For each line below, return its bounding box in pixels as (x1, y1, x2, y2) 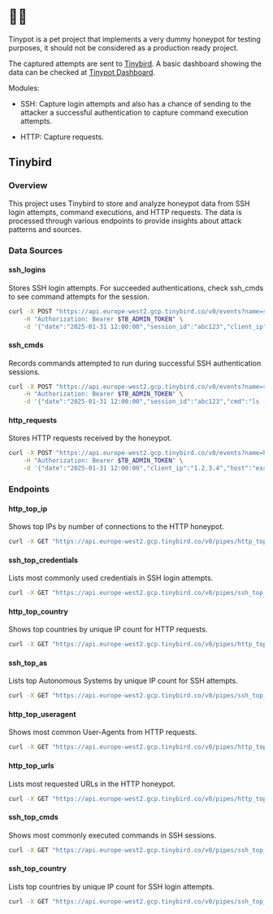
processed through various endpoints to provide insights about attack (8, 216, 242, 225)
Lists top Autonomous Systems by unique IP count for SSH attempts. (8, 676, 238, 686)
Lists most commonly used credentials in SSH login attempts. (8, 573, 214, 583)
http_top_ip (8, 504, 48, 514)
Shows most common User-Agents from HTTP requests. (8, 728, 197, 737)
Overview (8, 180, 48, 191)
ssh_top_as (8, 658, 48, 667)
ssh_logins (8, 265, 46, 275)
